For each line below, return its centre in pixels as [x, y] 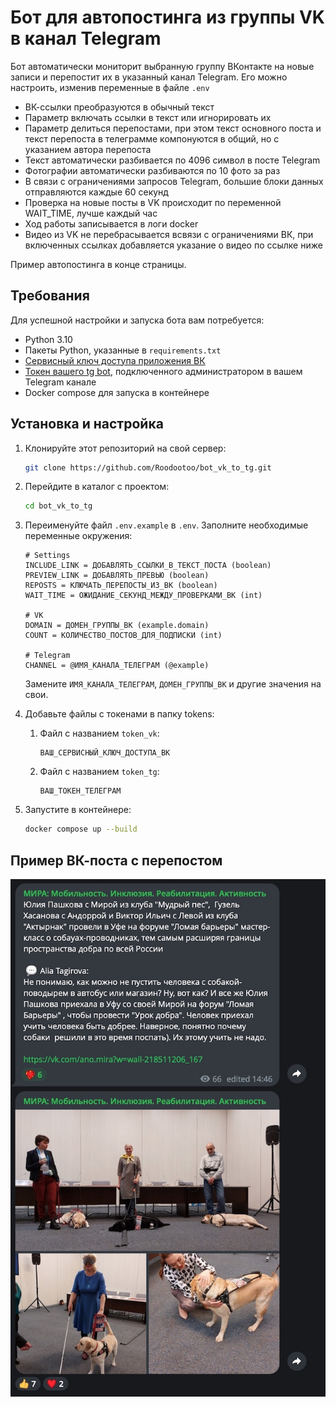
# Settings [47, 556]
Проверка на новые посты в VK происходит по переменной [153, 202]
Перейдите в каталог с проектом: [97, 487]
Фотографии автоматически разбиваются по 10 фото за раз [152, 170]
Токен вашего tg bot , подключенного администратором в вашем [163, 371]
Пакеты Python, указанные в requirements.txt [123, 350]
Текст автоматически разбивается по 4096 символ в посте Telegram [172, 160]
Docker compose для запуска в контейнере [117, 392]
